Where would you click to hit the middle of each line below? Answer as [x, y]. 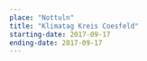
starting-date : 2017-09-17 [60, 34]
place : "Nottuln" [42, 17]
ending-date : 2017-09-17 [56, 43]
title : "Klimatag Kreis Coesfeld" [74, 26]
